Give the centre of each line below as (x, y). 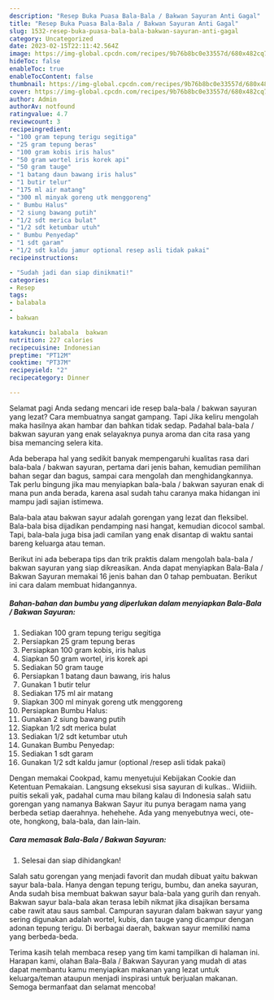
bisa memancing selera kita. (56, 442)
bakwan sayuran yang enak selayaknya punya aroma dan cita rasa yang (130, 434)
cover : (20, 91)
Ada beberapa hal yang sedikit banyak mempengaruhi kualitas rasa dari (129, 458)
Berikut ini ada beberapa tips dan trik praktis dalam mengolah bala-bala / (131, 559)
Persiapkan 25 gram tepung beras (78, 641)
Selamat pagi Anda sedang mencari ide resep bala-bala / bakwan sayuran (133, 408)
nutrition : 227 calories (51, 340)
